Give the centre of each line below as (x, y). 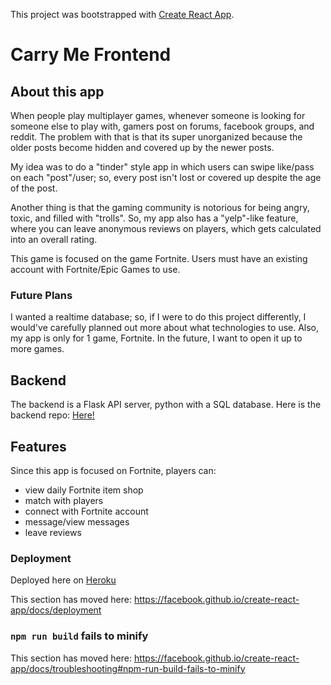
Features (38, 446)
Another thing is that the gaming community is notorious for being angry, (160, 207)
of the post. (34, 188)
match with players (64, 500)
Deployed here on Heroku (63, 580)
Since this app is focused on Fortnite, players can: (113, 470)
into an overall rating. (54, 239)
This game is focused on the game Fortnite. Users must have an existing (159, 258)
